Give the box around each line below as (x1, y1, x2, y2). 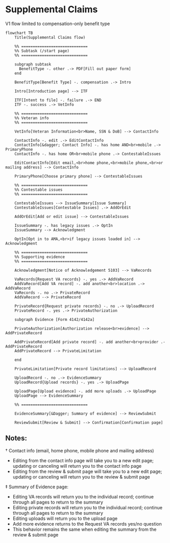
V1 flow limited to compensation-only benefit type (5, 20, 110, 27)
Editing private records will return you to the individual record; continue (12, 504, 162, 510)
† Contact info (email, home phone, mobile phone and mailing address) (5, 447, 154, 453)
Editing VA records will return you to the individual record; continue (12, 493, 154, 499)
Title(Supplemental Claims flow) (14, 35, 86, 40)
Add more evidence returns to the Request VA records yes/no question (12, 520, 162, 527)
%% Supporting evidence (14, 254, 65, 259)
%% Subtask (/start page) (14, 48, 70, 53)
